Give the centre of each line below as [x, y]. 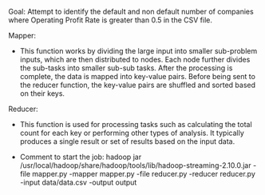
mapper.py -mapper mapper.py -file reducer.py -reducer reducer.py [143, 174]
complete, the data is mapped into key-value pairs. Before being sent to [137, 76]
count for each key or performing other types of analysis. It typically [132, 133]
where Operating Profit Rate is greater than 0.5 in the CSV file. [111, 20]
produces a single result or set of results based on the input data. [127, 141]
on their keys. [42, 94]
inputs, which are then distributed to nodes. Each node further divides [135, 60]
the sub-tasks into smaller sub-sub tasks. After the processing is [126, 68]
